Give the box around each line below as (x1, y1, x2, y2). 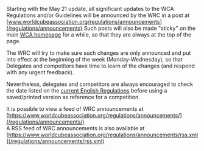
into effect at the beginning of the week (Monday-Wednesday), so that (6, 56, 183, 63)
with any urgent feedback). (6, 69, 74, 75)
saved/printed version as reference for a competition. (6, 94, 140, 100)
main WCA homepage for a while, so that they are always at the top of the (6, 31, 192, 38)
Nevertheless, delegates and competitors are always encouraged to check (6, 80, 194, 88)
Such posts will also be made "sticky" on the (83, 24, 196, 32)
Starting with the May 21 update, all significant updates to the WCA (6, 5, 174, 12)
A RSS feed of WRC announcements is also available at (6, 125, 145, 132)
